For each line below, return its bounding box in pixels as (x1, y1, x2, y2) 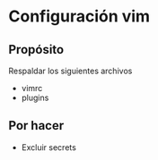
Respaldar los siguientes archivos (8, 65, 133, 76)
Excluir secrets (21, 141, 77, 153)
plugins (21, 92, 49, 103)
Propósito (8, 42, 65, 57)
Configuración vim (8, 6, 150, 27)
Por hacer (8, 118, 65, 133)
